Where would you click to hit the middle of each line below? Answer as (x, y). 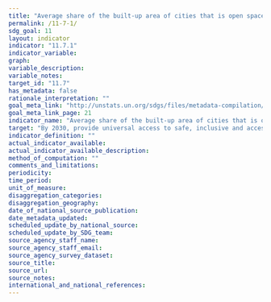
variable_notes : (35, 76)
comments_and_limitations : (54, 166)
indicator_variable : (43, 53)
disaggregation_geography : (54, 203)
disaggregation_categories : (56, 195)
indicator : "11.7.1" (43, 46)
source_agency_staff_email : (56, 248)
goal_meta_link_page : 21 (50, 114)
